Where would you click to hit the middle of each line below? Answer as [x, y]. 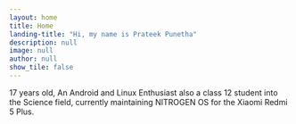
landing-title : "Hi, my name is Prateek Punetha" [103, 34]
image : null [31, 51]
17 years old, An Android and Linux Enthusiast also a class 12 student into [144, 92]
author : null [33, 59]
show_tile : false [41, 68]
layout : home [33, 17]
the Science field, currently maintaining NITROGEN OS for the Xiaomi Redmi [148, 102]
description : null [43, 42]
